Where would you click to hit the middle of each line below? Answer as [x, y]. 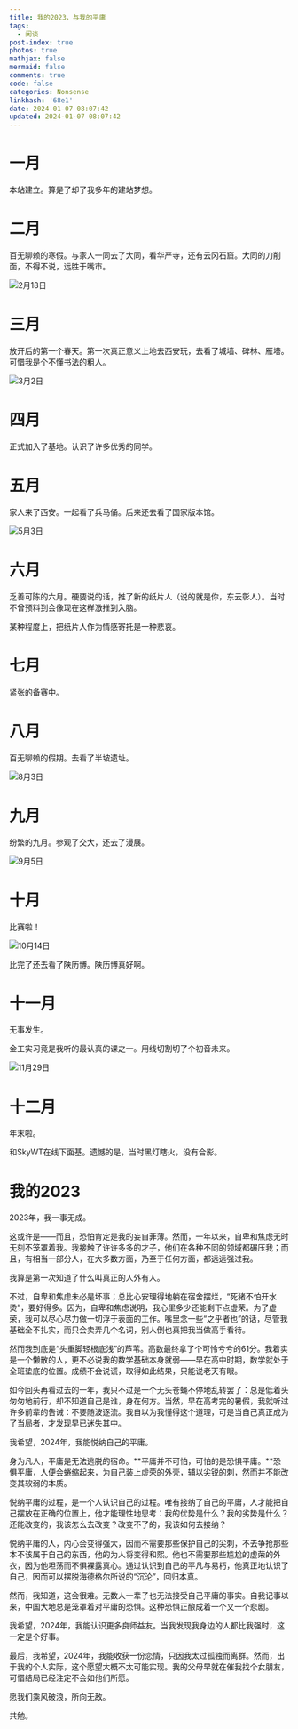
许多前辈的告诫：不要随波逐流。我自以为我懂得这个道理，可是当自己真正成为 [149, 1412]
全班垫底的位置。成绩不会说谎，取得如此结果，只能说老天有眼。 [125, 1371]
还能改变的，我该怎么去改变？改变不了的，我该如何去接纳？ [118, 1524]
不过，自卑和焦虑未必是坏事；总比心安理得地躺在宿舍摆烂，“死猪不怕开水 [143, 1297]
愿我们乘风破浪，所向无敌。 [60, 1697]
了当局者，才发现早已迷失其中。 [67, 1423]
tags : [19, 26]
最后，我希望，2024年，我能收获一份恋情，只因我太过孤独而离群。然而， [143, 1656]
